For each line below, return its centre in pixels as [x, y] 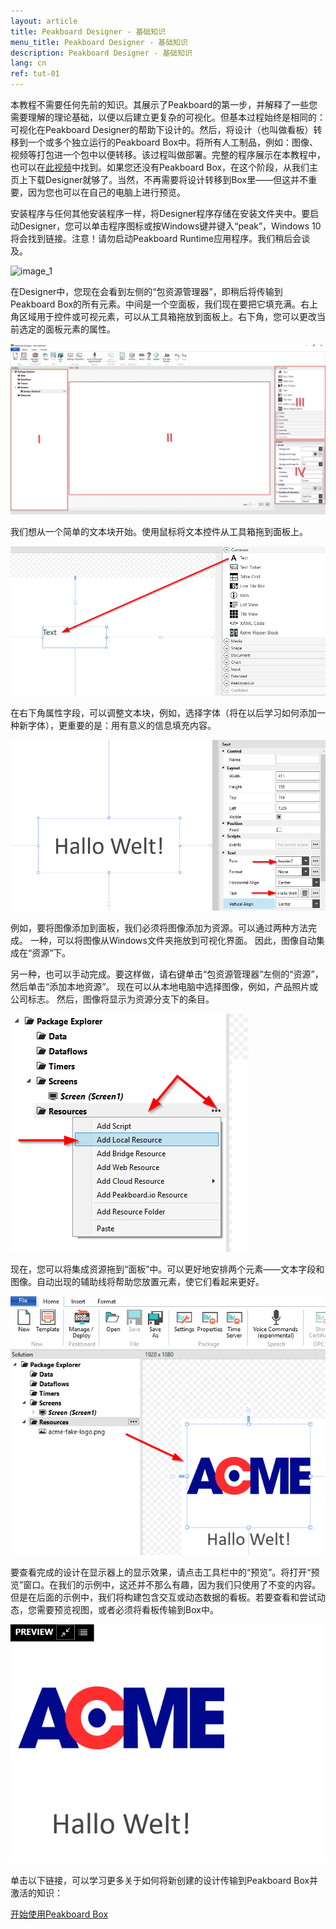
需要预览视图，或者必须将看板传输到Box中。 [127, 1609]
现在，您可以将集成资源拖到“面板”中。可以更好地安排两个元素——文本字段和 [167, 1269]
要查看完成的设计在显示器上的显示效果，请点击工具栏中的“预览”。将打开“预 [165, 1572]
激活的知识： [36, 1892]
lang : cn [28, 63]
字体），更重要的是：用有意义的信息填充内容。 [122, 725]
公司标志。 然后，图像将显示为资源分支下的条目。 [112, 999]
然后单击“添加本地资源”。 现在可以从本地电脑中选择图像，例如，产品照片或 [164, 986]
